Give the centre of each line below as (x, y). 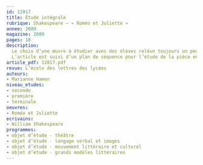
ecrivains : (20, 118)
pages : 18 (19, 40)
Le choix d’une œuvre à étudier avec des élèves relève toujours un (100, 51)
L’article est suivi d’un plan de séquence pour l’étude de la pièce (101, 57)
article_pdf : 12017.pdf (36, 62)
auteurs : (17, 74)
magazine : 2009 (25, 34)
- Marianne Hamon (28, 79)
